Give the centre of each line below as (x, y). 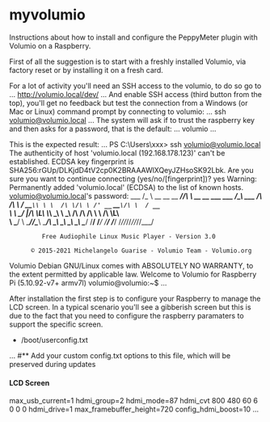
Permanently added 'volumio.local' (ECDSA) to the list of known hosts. (127, 187)
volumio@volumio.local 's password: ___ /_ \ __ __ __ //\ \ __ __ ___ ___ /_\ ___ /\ (136, 196)
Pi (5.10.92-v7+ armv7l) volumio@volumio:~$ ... (88, 283)
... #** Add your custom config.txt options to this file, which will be (120, 355)
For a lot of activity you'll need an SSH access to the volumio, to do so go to (135, 86)
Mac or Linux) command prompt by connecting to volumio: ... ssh (118, 112)
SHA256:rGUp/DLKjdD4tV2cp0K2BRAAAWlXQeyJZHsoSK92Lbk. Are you (131, 170)
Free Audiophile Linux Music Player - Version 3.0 (129, 236)
